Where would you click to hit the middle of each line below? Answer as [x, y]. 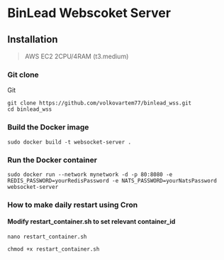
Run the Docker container [52, 160]
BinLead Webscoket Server [89, 13]
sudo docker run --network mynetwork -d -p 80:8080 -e [90, 174]
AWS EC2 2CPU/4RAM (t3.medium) [77, 56]
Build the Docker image [48, 127]
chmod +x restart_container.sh [54, 249]
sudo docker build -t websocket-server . [69, 142]
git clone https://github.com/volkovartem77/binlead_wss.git [100, 103]
